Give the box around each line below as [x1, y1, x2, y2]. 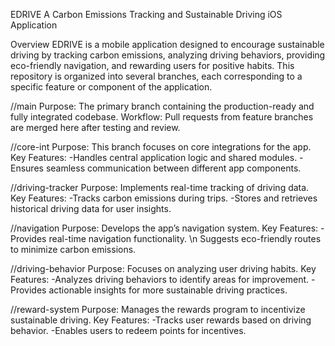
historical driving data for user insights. [10, 203, 172, 214]
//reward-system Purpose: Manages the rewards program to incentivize [10, 304, 306, 315]
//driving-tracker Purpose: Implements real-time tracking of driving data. [10, 182, 310, 193]
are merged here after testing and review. [10, 122, 181, 133]
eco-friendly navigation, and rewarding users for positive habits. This [10, 60, 295, 71]
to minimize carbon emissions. [10, 244, 137, 255]
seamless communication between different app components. [45, 162, 302, 174]
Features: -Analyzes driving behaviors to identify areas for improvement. [10, 274, 310, 285]
